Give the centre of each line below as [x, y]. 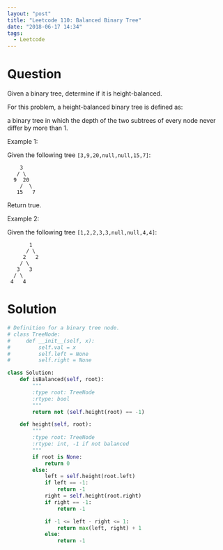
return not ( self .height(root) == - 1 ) [89, 412]
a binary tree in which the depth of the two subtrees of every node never [111, 121]
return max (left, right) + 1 [99, 528]
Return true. [24, 205]
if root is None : [57, 457]
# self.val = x [42, 347]
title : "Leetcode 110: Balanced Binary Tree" [74, 20]
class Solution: [31, 373]
